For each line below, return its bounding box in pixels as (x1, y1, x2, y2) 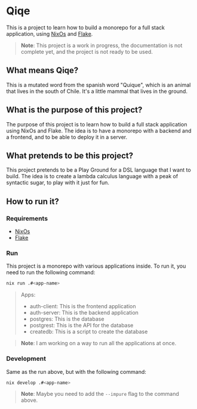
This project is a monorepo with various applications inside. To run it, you (6, 262, 186, 269)
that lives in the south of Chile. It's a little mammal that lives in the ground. (6, 88, 188, 95)
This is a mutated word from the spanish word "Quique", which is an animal (6, 81, 191, 88)
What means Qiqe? (6, 66, 79, 76)
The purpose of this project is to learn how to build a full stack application (6, 120, 187, 128)
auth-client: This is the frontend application (29, 303, 136, 310)
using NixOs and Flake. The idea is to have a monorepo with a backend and (6, 127, 192, 134)
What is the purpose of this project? (6, 105, 143, 115)
